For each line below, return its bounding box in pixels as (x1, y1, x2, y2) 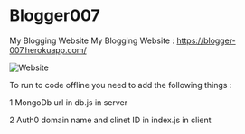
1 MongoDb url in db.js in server (9, 96, 128, 108)
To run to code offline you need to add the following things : (9, 79, 232, 90)
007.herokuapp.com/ (9, 44, 88, 55)
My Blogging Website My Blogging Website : (9, 35, 174, 46)
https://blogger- (175, 35, 237, 46)
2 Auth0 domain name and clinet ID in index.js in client (9, 114, 212, 125)
